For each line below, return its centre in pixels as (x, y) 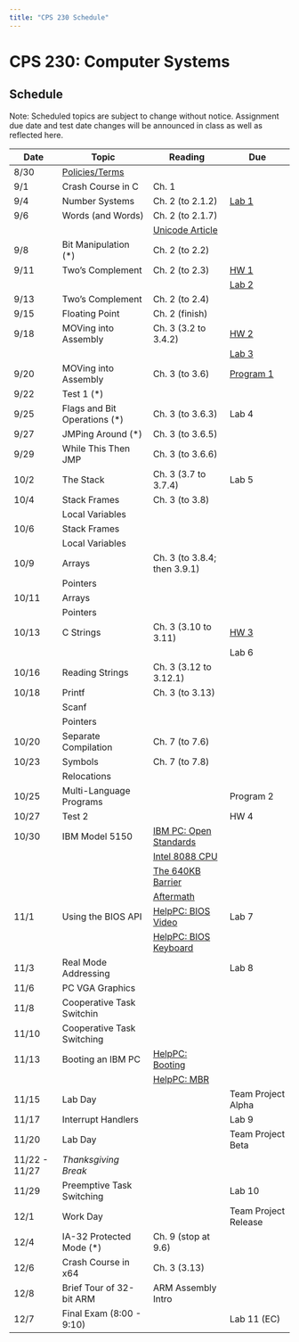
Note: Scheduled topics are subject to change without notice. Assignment (144, 116)
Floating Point (91, 313)
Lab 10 (245, 1190)
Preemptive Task (97, 1185)
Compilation (87, 747)
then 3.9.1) (176, 569)
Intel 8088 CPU (185, 856)
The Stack (83, 480)
